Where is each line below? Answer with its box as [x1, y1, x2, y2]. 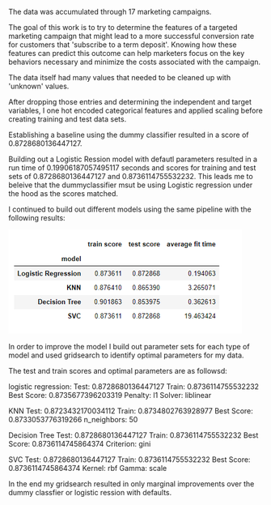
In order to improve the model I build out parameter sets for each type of [8, 342, 250, 351]
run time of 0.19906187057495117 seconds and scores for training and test [8, 163, 256, 173]
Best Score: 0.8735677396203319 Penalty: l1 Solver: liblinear [8, 391, 212, 400]
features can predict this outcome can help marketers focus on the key [8, 49, 245, 58]
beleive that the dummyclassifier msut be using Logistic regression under [8, 180, 253, 190]
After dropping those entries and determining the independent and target [8, 97, 252, 106]
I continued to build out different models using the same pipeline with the [8, 204, 252, 214]
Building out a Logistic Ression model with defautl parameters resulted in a [8, 154, 257, 164]
